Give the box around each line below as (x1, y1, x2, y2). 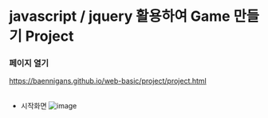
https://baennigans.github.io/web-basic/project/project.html (9, 77, 207, 86)
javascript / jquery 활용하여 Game (9, 7, 231, 26)
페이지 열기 (9, 57, 49, 69)
